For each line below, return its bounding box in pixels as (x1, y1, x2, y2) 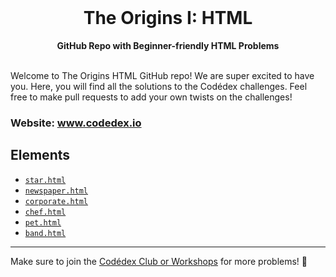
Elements (10, 147, 71, 164)
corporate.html (24, 196, 89, 206)
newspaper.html (24, 186, 89, 196)
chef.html (24, 207, 67, 217)
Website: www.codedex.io (10, 116, 142, 130)
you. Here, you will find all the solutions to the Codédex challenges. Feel (10, 80, 308, 92)
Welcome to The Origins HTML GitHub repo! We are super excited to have (10, 69, 315, 81)
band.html (24, 228, 67, 238)
